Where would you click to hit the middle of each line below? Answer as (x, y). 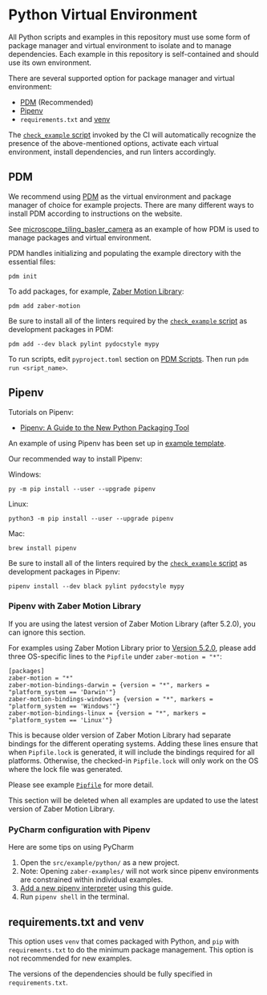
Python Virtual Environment (103, 15)
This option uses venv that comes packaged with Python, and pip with (124, 941)
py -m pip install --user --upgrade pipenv (82, 489)
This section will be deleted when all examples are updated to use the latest (133, 800)
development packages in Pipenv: (64, 571)
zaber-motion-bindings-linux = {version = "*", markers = (107, 713)
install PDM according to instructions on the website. (95, 213)
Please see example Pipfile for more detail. (81, 785)
